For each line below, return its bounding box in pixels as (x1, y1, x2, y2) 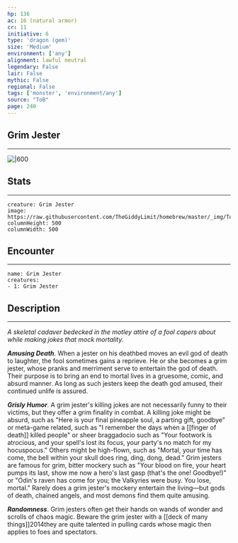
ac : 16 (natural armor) (7, 17, 78, 24)
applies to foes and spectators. (7, 527, 98, 537)
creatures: (7, 276, 40, 284)
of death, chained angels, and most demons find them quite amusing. (7, 491, 210, 500)
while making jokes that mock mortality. (7, 335, 124, 344)
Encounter (7, 244, 55, 257)
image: (7, 207, 27, 214)
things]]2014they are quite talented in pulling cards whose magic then (7, 520, 211, 529)
